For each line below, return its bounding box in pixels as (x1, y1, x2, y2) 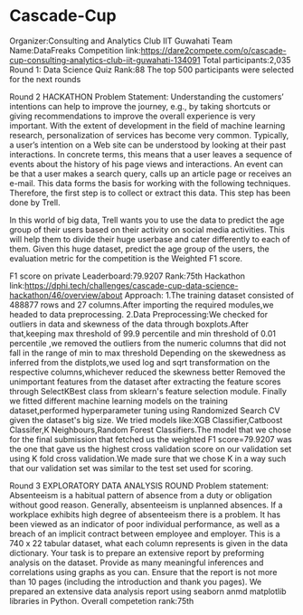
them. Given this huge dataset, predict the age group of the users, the (9, 243, 270, 254)
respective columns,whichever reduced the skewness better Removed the (9, 366, 286, 377)
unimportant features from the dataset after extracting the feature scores (9, 376, 281, 387)
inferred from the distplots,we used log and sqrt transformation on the (9, 356, 270, 367)
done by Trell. (9, 196, 61, 208)
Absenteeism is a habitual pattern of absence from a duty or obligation (9, 489, 273, 500)
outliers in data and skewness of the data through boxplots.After (9, 318, 249, 329)
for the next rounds (9, 73, 81, 84)
